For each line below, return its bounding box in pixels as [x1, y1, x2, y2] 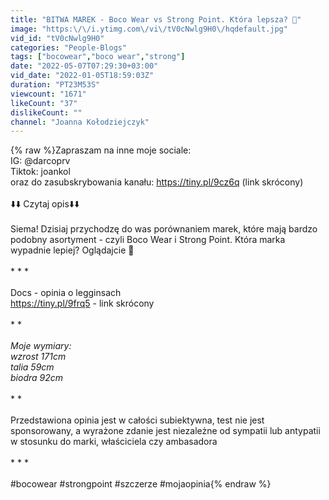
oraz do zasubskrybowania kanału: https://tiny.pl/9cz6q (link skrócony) [10, 176, 304, 188]
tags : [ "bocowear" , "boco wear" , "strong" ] [10, 52, 186, 62]
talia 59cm [10, 361, 55, 373]
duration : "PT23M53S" [10, 80, 101, 90]
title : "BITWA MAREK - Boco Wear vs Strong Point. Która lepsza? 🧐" [10, 14, 302, 25]
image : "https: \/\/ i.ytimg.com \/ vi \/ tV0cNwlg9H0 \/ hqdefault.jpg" [10, 24, 288, 34]
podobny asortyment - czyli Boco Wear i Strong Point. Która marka [10, 234, 286, 246]
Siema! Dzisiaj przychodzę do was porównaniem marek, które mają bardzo [10, 223, 318, 235]
